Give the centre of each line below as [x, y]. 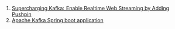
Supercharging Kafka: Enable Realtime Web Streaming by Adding [90, 8]
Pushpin [21, 14]
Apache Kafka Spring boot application [57, 20]
